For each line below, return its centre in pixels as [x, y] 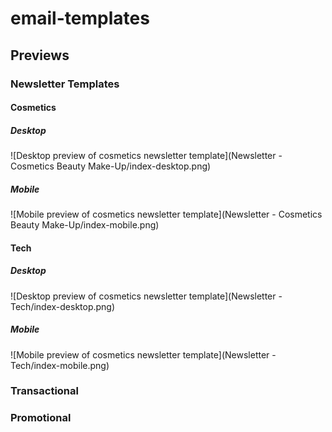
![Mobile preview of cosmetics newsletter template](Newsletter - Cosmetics [166, 214]
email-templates [80, 18]
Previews [40, 55]
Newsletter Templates [65, 84]
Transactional [44, 391]
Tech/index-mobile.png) [60, 365]
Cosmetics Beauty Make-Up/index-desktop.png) [111, 166]
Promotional [41, 418]
